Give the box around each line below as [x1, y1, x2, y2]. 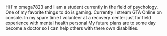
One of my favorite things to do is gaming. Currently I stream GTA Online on [5, 9, 162, 15]
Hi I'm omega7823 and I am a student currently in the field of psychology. [5, 4, 158, 10]
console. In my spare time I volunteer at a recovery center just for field [5, 15, 151, 20]
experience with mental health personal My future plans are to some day [5, 20, 156, 26]
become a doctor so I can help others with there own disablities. [5, 25, 139, 31]
